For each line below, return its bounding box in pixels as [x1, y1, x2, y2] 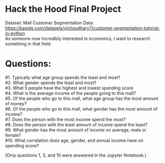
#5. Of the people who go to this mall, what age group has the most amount [5, 95, 159, 101]
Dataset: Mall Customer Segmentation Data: [5, 20, 95, 26]
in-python [5, 30, 25, 36]
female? [5, 132, 21, 138]
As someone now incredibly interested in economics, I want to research [5, 36, 150, 41]
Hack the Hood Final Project [5, 3, 122, 15]
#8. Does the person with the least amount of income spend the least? [5, 122, 148, 127]
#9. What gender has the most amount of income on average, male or [5, 127, 147, 133]
